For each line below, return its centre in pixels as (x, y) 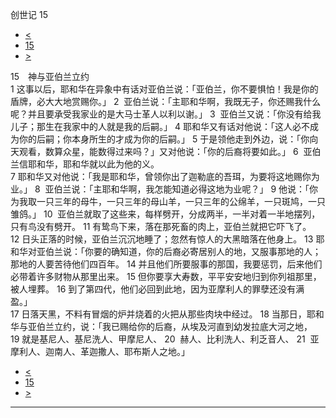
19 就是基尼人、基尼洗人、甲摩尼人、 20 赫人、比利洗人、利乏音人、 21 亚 (165, 339)
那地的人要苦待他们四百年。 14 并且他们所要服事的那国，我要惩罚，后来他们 (166, 264)
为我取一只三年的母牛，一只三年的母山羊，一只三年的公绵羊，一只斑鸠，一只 (168, 201)
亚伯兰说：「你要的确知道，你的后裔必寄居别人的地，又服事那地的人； (179, 251)
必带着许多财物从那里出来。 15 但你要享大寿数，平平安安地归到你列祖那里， (166, 276)
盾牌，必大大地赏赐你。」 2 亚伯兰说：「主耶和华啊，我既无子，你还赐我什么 (166, 101)
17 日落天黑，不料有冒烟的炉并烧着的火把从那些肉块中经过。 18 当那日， (158, 314)
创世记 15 (29, 14)
